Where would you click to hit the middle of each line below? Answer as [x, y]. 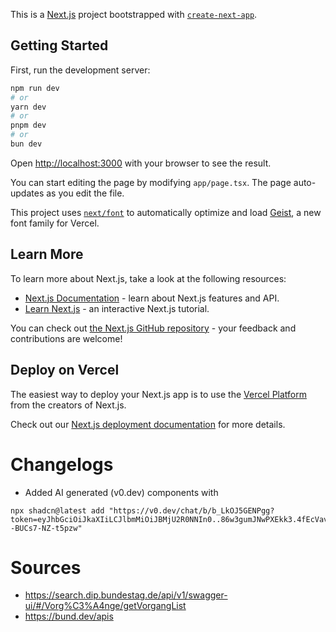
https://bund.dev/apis [69, 616]
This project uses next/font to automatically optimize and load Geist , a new [166, 212]
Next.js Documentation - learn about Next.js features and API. [152, 298]
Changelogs [62, 464]
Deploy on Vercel [65, 370]
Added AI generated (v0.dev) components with [121, 492]
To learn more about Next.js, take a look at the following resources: [148, 278]
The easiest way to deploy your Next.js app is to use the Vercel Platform [159, 394]
